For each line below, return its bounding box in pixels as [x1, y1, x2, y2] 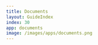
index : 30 [6, 19, 30, 25]
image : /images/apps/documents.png [6, 30, 93, 36]
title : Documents [6, 8, 48, 15]
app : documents [6, 25, 43, 31]
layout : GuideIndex [6, 14, 54, 20]
